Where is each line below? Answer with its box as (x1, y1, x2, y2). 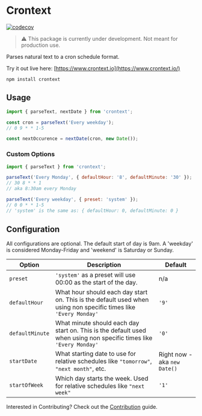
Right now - (158, 351, 193, 359)
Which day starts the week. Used (55, 375, 148, 383)
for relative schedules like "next (55, 382, 145, 390)
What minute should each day (55, 319, 139, 327)
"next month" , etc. (55, 364, 106, 373)
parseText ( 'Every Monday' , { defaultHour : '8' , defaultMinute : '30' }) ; (6, 175, 192, 181)
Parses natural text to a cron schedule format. (6, 53, 120, 60)
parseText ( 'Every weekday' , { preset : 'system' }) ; (6, 196, 138, 203)
